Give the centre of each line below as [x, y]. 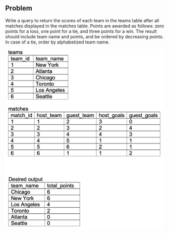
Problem [19, 8]
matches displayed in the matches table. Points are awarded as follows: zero [85, 26]
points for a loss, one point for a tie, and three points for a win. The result [81, 31]
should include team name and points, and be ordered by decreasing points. [84, 36]
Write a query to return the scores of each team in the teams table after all [82, 20]
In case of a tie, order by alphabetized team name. [58, 42]
